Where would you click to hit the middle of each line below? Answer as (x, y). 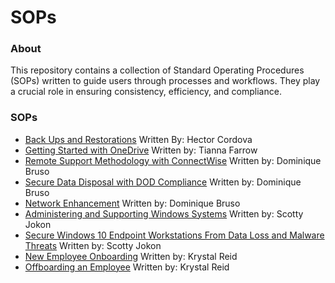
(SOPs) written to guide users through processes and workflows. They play (165, 81)
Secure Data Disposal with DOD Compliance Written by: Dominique (163, 182)
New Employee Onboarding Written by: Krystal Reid (131, 256)
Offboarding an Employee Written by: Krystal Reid (127, 267)
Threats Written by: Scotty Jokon (93, 245)
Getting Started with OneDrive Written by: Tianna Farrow (141, 150)
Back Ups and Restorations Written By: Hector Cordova (138, 139)
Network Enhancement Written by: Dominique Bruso (132, 203)
